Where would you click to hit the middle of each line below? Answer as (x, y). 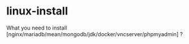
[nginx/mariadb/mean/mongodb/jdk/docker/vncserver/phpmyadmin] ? (94, 34)
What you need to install (37, 28)
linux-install (37, 11)
